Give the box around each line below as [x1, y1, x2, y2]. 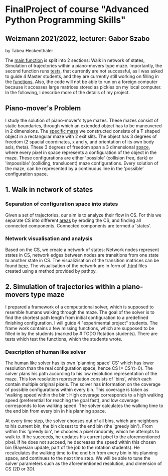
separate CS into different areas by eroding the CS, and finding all [5, 217, 141, 223]
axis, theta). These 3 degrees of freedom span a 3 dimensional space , [5, 144, 150, 150]
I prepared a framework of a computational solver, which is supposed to [5, 303, 154, 310]
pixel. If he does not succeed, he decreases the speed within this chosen [5, 439, 156, 445]
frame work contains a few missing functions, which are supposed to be [5, 325, 154, 331]
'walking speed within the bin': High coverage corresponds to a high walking [5, 391, 163, 398]
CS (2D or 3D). [5, 465, 36, 471]
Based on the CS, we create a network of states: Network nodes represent [5, 247, 159, 253]
